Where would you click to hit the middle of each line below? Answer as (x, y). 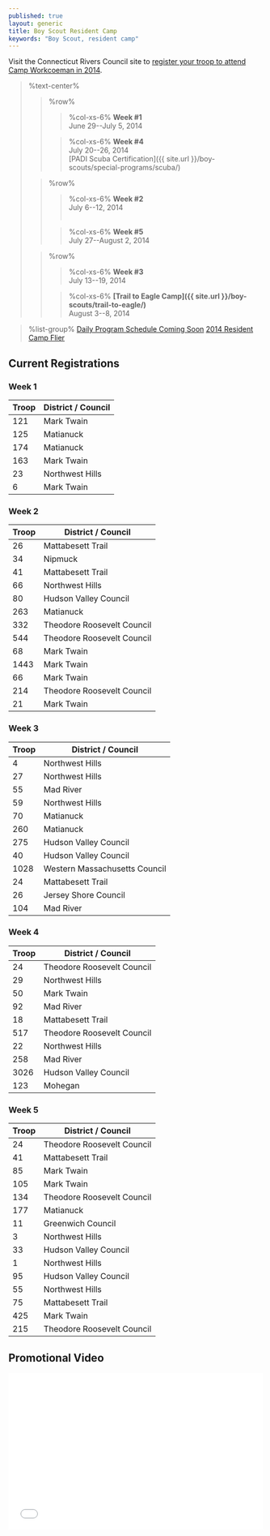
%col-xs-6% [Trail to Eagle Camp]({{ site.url (144, 296)
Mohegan (61, 1085)
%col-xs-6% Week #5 (106, 232)
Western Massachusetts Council (105, 869)
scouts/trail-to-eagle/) (108, 305)
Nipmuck (61, 559)
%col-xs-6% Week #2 (106, 199)
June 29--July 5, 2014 (105, 126)
